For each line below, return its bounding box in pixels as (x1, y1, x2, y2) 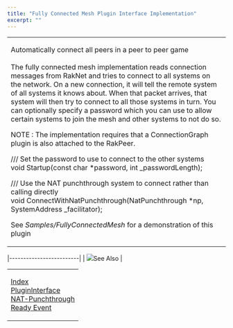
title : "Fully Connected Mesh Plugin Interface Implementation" (7, 10, 197, 17)
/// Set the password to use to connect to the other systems (10, 154, 205, 164)
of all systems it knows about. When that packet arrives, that (10, 88, 207, 98)
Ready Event (10, 302, 52, 312)
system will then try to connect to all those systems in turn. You (10, 96, 216, 106)
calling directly (10, 187, 59, 196)
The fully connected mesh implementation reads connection (10, 62, 207, 71)
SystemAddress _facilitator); (10, 204, 103, 214)
